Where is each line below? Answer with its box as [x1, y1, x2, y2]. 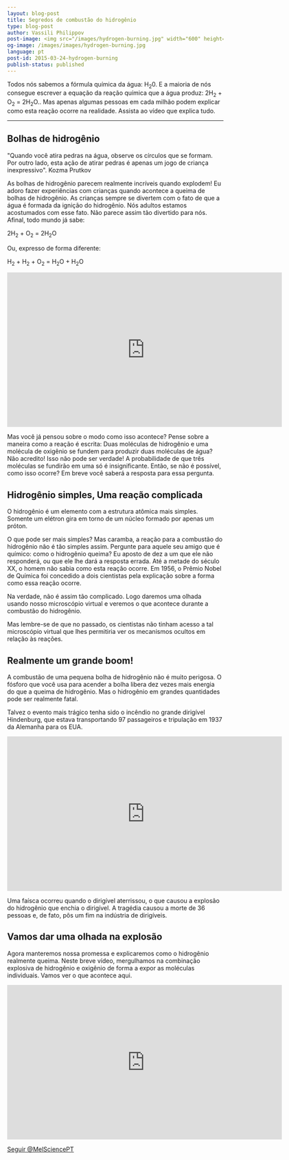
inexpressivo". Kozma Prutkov [7, 166, 91, 174]
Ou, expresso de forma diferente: [7, 244, 101, 252]
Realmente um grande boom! [7, 655, 134, 666]
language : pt [7, 49, 45, 56]
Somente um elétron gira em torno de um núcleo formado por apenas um [7, 514, 214, 523]
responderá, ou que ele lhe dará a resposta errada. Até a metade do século [7, 557, 220, 565]
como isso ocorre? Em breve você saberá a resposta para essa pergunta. [7, 469, 215, 477]
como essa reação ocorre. [7, 579, 82, 587]
